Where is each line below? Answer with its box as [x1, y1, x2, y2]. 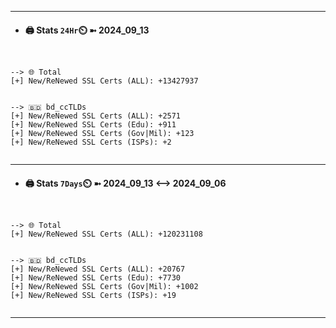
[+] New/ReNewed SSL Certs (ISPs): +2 [10, 137, 172, 148]
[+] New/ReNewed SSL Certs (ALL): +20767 [10, 264, 186, 275]
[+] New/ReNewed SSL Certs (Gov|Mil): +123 [10, 129, 195, 139]
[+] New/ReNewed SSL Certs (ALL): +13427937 [10, 76, 199, 86]
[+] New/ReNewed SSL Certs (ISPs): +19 [10, 291, 177, 301]
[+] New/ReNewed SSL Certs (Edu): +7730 [10, 273, 182, 283]
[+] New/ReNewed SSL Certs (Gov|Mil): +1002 [10, 282, 199, 292]
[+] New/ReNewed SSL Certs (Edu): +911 [10, 120, 177, 130]
